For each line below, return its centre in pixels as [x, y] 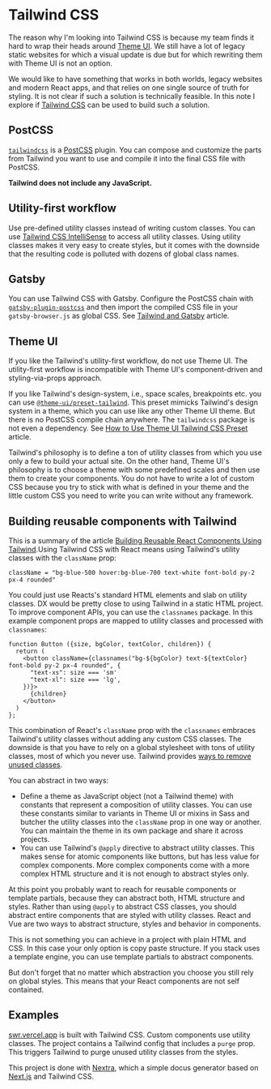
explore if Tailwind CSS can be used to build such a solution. [109, 105]
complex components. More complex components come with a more [135, 865]
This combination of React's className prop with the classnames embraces [132, 730]
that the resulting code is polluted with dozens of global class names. [124, 254]
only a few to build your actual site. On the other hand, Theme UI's [119, 461]
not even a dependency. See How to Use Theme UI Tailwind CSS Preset [128, 428]
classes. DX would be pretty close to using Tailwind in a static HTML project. [136, 603]
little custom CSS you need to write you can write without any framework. [131, 495]
